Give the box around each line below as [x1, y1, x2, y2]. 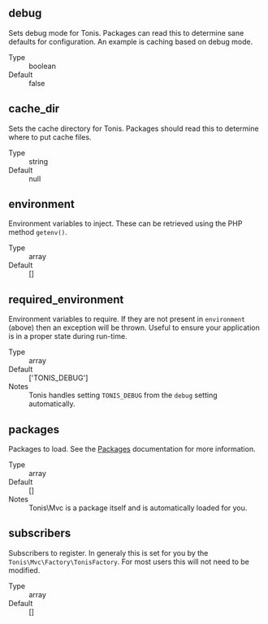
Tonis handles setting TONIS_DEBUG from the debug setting [28, 390, 218, 401]
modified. [8, 565, 41, 575]
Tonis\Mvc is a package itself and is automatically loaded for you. [28, 503, 248, 513]
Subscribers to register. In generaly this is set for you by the [8, 548, 209, 557]
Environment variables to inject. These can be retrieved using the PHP [8, 219, 243, 228]
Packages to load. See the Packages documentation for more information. [8, 444, 256, 454]
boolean [28, 61, 57, 71]
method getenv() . [8, 227, 67, 237]
